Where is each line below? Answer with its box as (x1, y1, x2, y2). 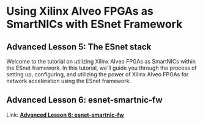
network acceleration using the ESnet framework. (6, 78, 131, 84)
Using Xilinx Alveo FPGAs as (6, 4, 154, 18)
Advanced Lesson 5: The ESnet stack (6, 42, 152, 52)
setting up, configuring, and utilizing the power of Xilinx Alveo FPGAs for (6, 71, 189, 78)
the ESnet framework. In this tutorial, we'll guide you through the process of (6, 64, 197, 71)
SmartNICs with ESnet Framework (6, 17, 183, 31)
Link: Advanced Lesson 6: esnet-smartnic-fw (6, 111, 124, 119)
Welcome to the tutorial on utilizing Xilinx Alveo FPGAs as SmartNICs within (6, 58, 196, 65)
